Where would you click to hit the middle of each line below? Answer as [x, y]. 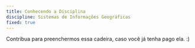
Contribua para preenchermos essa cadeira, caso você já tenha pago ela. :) [98, 39]
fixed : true [21, 22]
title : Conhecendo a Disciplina [46, 11]
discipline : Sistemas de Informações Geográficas [69, 17]
